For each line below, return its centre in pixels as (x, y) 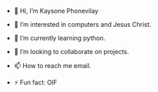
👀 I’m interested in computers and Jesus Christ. (83, 24)
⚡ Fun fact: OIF (35, 82)
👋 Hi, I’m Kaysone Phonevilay (56, 11)
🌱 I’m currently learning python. (59, 38)
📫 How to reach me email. (52, 66)
